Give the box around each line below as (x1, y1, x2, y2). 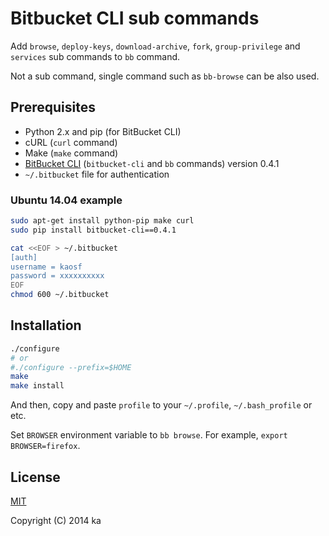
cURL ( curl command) (24, 136, 118, 148)
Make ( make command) (24, 147, 119, 159)
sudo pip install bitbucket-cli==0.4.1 (10, 225, 177, 235)
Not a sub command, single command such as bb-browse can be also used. (10, 70, 320, 82)
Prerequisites (10, 99, 96, 116)
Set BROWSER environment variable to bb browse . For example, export (10, 429, 288, 441)
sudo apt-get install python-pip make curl (10, 216, 195, 226)
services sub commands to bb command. (10, 50, 181, 62)
